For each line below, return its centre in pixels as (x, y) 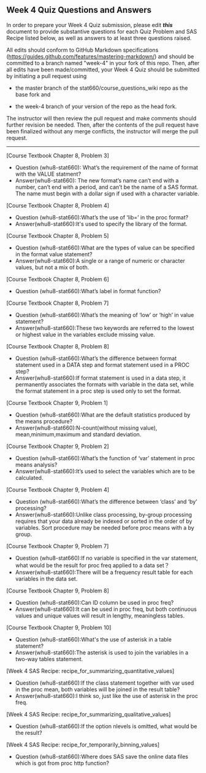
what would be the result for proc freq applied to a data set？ (92, 565)
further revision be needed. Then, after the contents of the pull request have (103, 125)
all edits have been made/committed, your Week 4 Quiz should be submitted (103, 69)
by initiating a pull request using (47, 76)
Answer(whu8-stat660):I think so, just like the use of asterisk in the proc (106, 696)
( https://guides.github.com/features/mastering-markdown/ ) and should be (100, 56)
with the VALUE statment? (48, 174)
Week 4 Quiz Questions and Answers (79, 10)
